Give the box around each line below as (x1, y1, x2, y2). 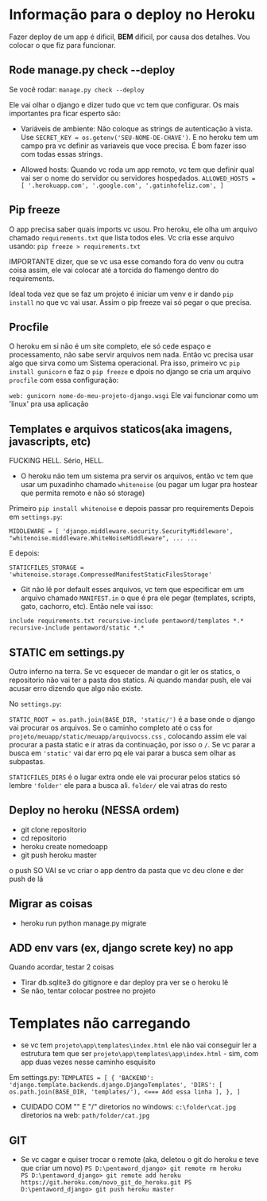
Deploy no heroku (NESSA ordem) (9, 804, 180, 817)
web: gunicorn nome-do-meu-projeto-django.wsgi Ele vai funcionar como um (9, 391, 259, 400)
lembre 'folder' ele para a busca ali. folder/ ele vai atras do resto (9, 781, 227, 790)
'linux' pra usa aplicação (9, 400, 90, 409)
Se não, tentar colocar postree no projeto (20, 986, 156, 996)
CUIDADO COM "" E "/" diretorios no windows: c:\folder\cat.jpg (20, 1102, 237, 1112)
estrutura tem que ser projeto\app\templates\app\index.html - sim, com (20, 1049, 259, 1059)
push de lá (9, 874, 44, 883)
